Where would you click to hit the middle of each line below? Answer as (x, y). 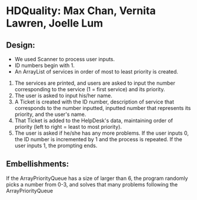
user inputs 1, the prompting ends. (56, 146)
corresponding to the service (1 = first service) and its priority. (90, 89)
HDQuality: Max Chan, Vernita (81, 11)
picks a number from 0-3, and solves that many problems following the (92, 184)
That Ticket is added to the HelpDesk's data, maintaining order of (94, 121)
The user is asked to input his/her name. (64, 96)
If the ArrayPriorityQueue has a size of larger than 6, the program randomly (97, 178)
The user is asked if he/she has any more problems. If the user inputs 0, (102, 133)
